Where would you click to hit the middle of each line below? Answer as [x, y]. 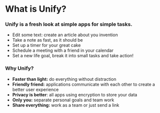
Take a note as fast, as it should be [48, 40]
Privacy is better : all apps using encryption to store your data [75, 94]
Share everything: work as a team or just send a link [66, 105]
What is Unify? [36, 9]
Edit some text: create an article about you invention [65, 35]
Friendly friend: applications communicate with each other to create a [83, 84]
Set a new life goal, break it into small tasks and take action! [73, 56]
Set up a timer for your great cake [47, 45]
